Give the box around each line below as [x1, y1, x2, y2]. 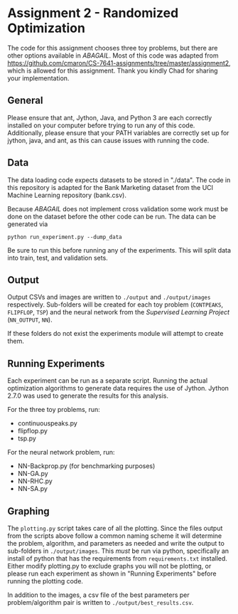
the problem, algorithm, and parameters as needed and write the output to [7, 539, 225, 547]
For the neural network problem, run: [7, 448, 115, 457]
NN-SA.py [17, 485, 48, 493]
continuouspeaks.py [17, 419, 78, 428]
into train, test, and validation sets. [7, 253, 108, 262]
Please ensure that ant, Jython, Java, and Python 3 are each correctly [7, 113, 212, 122]
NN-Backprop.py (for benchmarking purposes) [17, 462, 156, 470]
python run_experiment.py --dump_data [7, 233, 122, 240]
